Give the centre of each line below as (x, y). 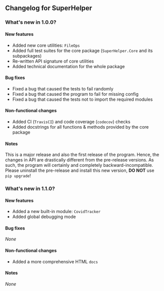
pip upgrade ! (18, 176)
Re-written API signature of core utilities (53, 61)
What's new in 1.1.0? (30, 189)
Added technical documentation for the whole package (68, 66)
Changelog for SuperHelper (49, 8)
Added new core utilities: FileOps (46, 45)
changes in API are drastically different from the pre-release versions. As (80, 160)
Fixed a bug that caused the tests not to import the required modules (82, 99)
